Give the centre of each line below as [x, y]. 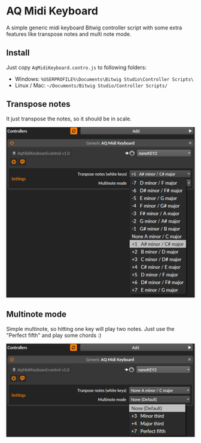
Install [18, 53]
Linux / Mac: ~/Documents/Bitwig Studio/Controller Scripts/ [91, 85]
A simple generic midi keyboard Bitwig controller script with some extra [94, 28]
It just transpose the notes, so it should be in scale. [69, 119]
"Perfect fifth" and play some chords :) [54, 335]
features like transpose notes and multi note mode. [69, 34]
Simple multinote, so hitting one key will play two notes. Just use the [90, 329]
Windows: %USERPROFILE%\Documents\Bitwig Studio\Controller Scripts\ [104, 79]
